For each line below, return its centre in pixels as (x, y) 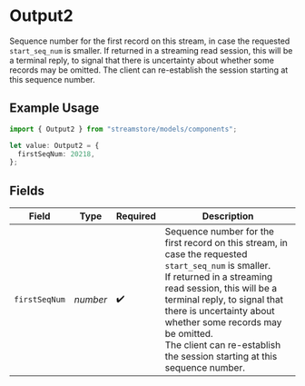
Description (228, 216)
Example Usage (54, 109)
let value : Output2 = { (54, 145)
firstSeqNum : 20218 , (56, 154)
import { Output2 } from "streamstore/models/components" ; (123, 129)
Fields (27, 190)
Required (136, 216)
